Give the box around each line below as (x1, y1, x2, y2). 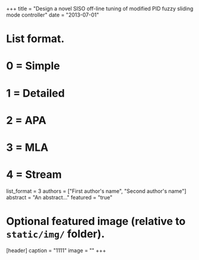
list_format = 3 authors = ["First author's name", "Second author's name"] (6, 187, 187, 195)
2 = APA (6, 113, 46, 127)
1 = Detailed (6, 86, 65, 100)
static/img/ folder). (6, 227, 105, 241)
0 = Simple (6, 59, 61, 73)
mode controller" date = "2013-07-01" (6, 11, 99, 18)
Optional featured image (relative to (6, 215, 186, 228)
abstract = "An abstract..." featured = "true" (6, 194, 113, 201)
